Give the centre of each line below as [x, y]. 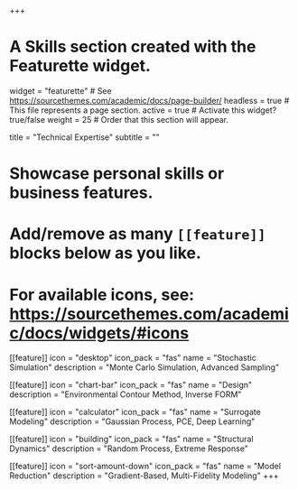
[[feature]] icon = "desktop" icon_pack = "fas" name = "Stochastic [133, 358]
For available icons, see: [102, 295]
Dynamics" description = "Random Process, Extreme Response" [129, 448]
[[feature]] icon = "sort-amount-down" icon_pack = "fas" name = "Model [145, 467]
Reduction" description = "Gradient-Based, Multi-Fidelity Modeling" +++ [144, 476]
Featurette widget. [80, 66]
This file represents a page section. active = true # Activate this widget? [143, 110]
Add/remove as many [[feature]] [138, 234]
